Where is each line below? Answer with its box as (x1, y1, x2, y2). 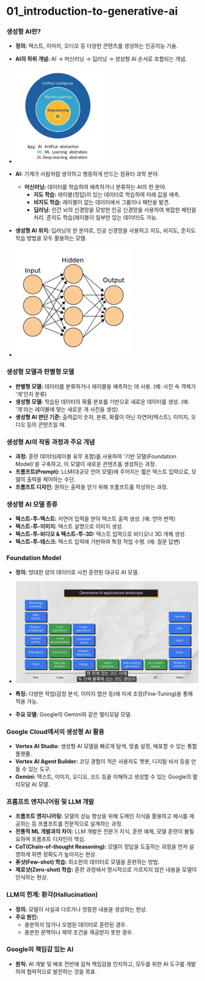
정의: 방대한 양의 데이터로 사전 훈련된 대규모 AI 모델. (15, 568, 139, 576)
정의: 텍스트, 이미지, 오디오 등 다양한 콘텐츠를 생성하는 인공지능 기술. (15, 42, 178, 50)
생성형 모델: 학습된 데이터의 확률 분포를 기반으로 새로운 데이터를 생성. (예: (15, 398, 190, 405)
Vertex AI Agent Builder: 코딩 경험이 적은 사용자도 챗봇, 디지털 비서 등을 (15, 757, 190, 765)
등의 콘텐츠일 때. (26, 421, 66, 428)
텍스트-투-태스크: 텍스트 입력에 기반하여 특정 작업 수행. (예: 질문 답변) (15, 538, 181, 546)
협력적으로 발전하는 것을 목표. (26, 968, 97, 975)
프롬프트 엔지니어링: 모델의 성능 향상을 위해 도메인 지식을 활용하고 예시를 (15, 812, 188, 820)
